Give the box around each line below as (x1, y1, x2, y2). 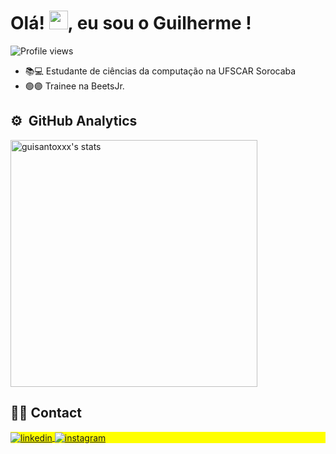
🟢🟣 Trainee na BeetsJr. (24, 80, 125, 92)
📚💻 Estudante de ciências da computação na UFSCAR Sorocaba (24, 65, 297, 77)
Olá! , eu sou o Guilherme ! (10, 12, 252, 35)
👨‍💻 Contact (10, 405, 83, 422)
